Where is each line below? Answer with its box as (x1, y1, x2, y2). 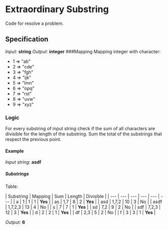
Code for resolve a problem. (5, 20, 64, 26)
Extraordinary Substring (5, 4, 109, 15)
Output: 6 (5, 219, 25, 225)
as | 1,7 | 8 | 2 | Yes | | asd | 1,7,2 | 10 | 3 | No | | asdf (54, 199, 162, 205)
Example (5, 148, 24, 154)
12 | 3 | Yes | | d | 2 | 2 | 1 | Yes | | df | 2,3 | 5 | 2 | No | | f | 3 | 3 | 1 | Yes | (5, 209, 156, 216)
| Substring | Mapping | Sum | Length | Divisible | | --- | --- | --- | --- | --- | (5, 194, 160, 200)
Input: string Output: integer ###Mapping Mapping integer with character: (5, 48, 161, 54)
